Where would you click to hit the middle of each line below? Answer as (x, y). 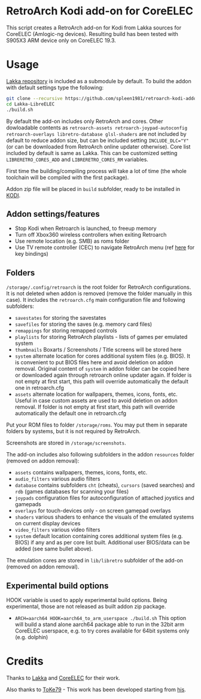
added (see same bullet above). (54, 549)
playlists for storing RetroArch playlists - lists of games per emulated (101, 337)
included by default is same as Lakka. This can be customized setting (92, 153)
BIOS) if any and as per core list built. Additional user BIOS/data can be (102, 543)
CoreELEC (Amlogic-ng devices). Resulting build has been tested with (92, 34)
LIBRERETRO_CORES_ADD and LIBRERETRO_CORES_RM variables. (77, 159)
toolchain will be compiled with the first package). (68, 177)
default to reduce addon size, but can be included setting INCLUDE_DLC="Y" (98, 140)
